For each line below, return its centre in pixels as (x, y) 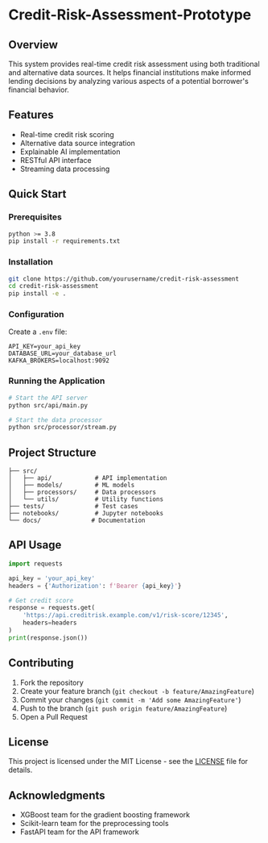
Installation (31, 262)
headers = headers (50, 623)
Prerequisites (35, 217)
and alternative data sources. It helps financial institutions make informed (130, 73)
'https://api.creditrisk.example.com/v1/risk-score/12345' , (126, 616)
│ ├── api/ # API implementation (88, 478)
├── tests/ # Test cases (73, 507)
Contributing (41, 663)
